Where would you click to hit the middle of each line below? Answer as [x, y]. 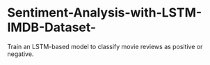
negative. [21, 54]
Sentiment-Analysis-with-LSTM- [105, 13]
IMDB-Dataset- [52, 27]
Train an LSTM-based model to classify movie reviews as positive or [105, 46]
